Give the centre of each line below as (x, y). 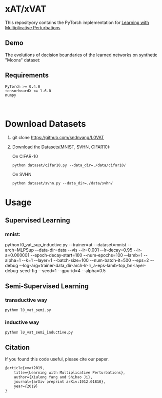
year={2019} (26, 386)
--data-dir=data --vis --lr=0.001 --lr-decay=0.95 (84, 250)
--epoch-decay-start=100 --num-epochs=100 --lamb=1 (87, 255)
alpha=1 (13, 260)
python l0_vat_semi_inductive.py (39, 333)
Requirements (27, 75)
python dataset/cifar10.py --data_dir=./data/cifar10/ (69, 165)
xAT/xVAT (26, 9)
